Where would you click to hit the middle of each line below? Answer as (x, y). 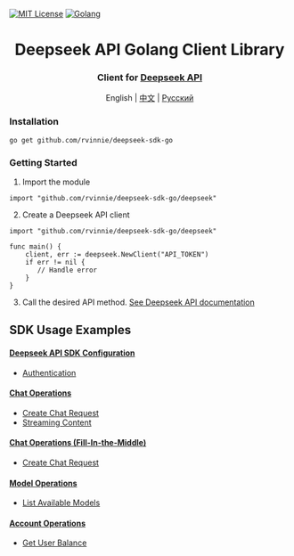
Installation (34, 122)
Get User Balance (54, 543)
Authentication (49, 372)
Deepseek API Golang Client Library (150, 50)
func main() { (36, 247)
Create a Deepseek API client (76, 215)
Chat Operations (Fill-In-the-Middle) (78, 443)
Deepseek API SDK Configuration (72, 353)
